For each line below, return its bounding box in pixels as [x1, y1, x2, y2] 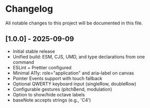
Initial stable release [12, 48, 55, 54]
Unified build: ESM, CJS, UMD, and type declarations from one [12, 53, 145, 60]
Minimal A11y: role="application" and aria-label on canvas [12, 70, 134, 76]
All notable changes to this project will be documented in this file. [5, 20, 143, 26]
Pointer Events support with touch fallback [12, 75, 102, 82]
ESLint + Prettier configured [12, 64, 72, 70]
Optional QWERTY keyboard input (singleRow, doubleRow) [12, 80, 137, 87]
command [12, 59, 34, 65]
